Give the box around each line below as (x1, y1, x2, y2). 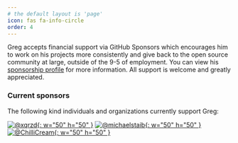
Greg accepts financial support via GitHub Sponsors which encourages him (7, 43, 229, 52)
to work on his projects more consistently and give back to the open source (7, 50, 229, 59)
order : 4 (7, 23, 33, 30)
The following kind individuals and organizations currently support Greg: (7, 107, 219, 115)
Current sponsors (7, 91, 70, 101)
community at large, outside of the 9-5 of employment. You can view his (7, 58, 219, 67)
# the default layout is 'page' (7, 10, 103, 18)
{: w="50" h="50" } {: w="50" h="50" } (36, 120, 202, 129)
